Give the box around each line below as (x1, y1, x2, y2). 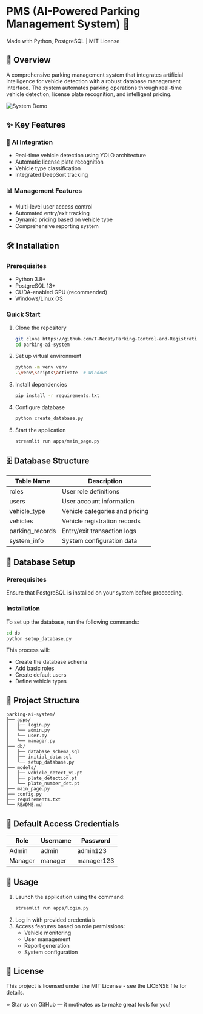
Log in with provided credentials (15, 916, 96, 923)
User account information (61, 497, 135, 505)
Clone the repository (15, 324, 67, 331)
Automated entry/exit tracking (15, 209, 90, 216)
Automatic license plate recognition (15, 158, 104, 165)
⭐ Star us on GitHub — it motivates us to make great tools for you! (6, 1001, 171, 1008)
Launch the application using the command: (15, 893, 125, 900)
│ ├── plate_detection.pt (6, 775, 78, 782)
